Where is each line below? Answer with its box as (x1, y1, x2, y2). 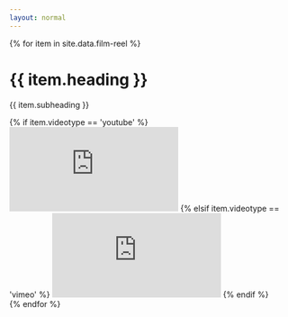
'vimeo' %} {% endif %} (9, 289, 269, 300)
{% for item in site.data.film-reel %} (9, 38, 141, 49)
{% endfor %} (9, 298, 61, 309)
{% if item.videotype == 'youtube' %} (9, 116, 148, 127)
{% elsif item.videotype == (179, 203, 280, 213)
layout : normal (9, 13, 67, 23)
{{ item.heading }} (9, 69, 148, 90)
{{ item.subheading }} (9, 99, 90, 110)
